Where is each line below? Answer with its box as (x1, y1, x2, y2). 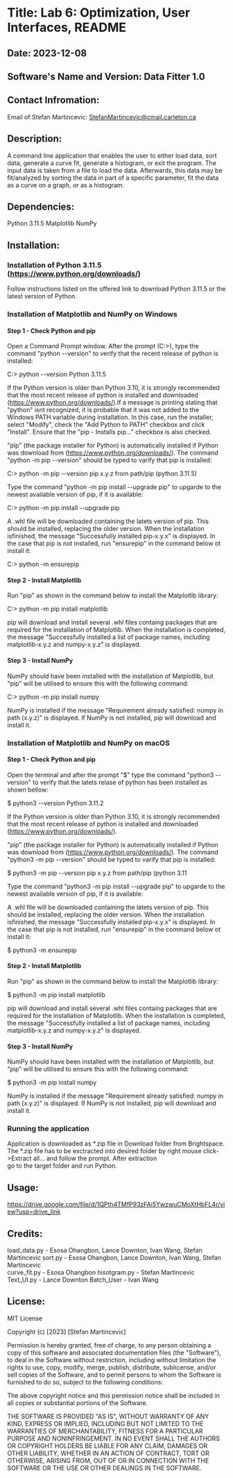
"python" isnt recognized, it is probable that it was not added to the (7, 406, 200, 414)
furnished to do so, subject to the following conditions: (7, 1377, 163, 1386)
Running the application (7, 1124, 89, 1134)
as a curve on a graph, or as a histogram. (7, 180, 125, 189)
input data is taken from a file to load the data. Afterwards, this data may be (7, 166, 223, 174)
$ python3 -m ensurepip (7, 946, 77, 954)
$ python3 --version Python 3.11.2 (7, 799, 104, 807)
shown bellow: (7, 785, 49, 794)
